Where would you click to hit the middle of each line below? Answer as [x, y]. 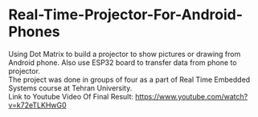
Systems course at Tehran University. [70, 88]
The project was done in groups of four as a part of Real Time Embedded [129, 79]
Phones [34, 32]
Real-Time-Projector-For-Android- [126, 15]
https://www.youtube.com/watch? [192, 96]
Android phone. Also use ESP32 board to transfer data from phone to [123, 63]
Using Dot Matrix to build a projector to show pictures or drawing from [125, 54]
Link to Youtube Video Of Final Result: [71, 96]
